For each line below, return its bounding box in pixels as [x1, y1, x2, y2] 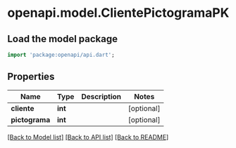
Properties [7, 71, 55, 83]
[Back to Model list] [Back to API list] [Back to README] [7, 133, 169, 141]
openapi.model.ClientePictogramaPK [7, 5, 230, 21]
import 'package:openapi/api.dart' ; [7, 51, 115, 58]
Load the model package [7, 33, 118, 45]
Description [80, 91, 122, 101]
